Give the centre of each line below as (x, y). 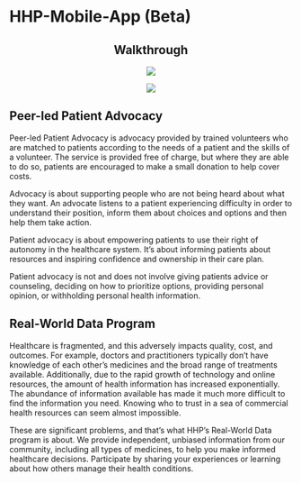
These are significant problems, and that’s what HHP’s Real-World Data (141, 430)
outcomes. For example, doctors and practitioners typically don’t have (139, 355)
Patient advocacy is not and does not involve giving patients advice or (139, 276)
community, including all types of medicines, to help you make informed (142, 449)
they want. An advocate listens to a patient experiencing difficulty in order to (151, 203)
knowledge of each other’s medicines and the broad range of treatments (144, 365)
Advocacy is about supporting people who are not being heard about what (147, 193)
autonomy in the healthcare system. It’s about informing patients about (140, 249)
